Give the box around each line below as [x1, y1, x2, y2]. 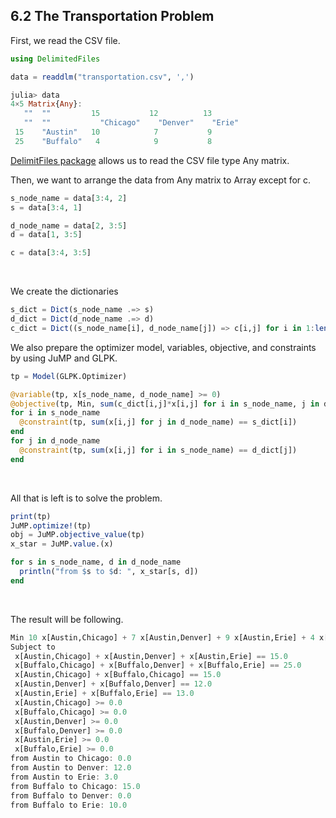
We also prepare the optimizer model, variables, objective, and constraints [10, 341, 317, 353]
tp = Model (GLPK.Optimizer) [10, 371, 128, 381]
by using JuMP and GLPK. [10, 352, 118, 364]
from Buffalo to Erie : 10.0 [10, 800, 128, 810]
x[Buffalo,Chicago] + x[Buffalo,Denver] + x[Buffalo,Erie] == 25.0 [14, 660, 302, 671]
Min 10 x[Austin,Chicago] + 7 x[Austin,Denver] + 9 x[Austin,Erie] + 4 [10, 632, 315, 643]
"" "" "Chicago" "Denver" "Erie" [23, 118, 240, 128]
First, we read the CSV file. [10, 34, 121, 46]
